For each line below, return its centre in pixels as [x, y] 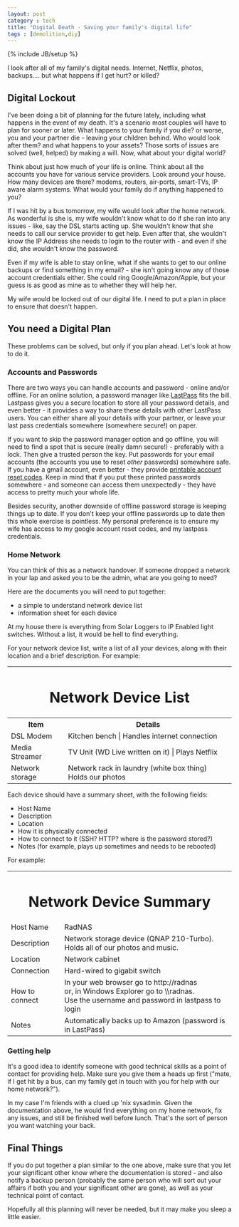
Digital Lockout [42, 98]
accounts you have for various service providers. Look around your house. [117, 175]
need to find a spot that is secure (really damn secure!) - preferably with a [116, 447]
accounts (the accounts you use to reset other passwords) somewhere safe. [119, 462]
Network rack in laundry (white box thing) [138, 768]
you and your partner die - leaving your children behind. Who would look [114, 138]
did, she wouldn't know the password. [63, 249]
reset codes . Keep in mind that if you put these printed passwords [104, 477]
